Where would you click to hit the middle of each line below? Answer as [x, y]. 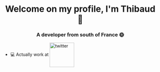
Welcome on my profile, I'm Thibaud [80, 9]
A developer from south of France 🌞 [80, 35]
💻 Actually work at [29, 54]
